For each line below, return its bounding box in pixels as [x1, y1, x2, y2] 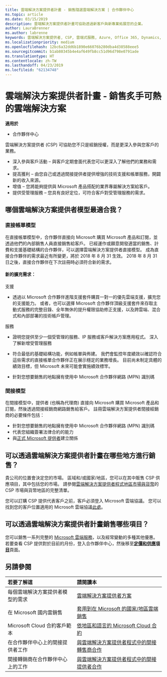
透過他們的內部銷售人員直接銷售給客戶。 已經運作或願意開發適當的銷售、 [5, 240, 155, 246]
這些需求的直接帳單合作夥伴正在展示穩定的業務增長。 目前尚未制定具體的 [12, 357, 162, 363]
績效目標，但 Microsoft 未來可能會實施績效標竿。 [12, 363, 113, 369]
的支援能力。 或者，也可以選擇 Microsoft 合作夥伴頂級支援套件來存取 [12, 300, 154, 306]
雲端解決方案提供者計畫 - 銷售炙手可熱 [5, 91, 162, 102]
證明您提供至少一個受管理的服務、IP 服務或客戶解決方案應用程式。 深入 [12, 334, 159, 339]
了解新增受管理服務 [12, 340, 52, 346]
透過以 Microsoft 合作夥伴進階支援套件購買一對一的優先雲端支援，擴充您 [12, 294, 161, 300]
